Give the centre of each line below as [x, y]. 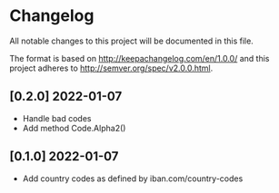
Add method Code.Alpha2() [74, 128]
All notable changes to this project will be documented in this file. [132, 41]
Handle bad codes [57, 118]
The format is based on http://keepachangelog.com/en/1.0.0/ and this [139, 58]
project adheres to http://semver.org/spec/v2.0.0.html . [111, 68]
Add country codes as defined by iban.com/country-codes [133, 179]
